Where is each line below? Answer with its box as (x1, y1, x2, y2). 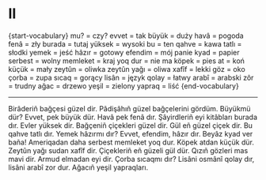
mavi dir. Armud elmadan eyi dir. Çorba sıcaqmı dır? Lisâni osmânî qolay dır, (8, 154, 255, 163)
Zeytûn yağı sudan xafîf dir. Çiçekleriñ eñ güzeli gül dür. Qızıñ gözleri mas (8, 145, 249, 155)
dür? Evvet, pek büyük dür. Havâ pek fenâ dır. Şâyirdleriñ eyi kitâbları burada (8, 112, 258, 122)
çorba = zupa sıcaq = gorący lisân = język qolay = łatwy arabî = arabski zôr (8, 73, 254, 82)
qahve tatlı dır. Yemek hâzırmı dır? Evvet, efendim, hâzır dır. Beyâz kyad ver (8, 129, 253, 138)
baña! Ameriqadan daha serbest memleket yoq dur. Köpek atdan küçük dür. (8, 137, 255, 147)
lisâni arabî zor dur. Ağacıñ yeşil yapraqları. (8, 163, 149, 172)
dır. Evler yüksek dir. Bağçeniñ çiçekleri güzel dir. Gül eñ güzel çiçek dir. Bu (8, 120, 253, 130)
